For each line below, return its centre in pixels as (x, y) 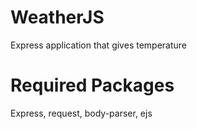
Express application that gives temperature (98, 45)
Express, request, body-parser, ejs (81, 113)
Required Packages (92, 85)
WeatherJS (57, 17)
